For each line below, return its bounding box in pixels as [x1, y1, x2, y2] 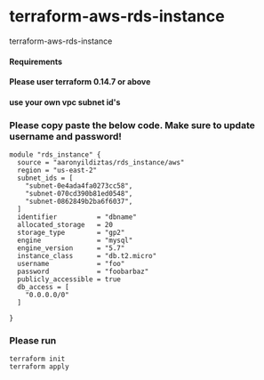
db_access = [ [17, 283, 69, 292]
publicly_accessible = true [17, 275, 122, 284]
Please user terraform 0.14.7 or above [9, 77, 151, 87]
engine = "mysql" [17, 236, 133, 246]
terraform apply [9, 362, 69, 371]
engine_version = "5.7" [17, 244, 125, 253]
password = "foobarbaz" [17, 267, 149, 277]
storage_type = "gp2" [17, 229, 125, 238]
